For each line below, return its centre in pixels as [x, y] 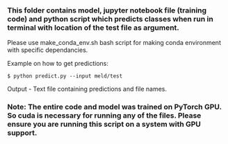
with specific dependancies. [48, 50]
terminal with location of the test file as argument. [93, 28]
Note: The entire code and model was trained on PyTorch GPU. [114, 107]
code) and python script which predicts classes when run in [110, 19]
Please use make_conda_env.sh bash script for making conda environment [114, 43]
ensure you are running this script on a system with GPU [104, 125]
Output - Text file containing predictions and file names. [87, 89]
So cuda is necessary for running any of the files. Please [104, 116]
